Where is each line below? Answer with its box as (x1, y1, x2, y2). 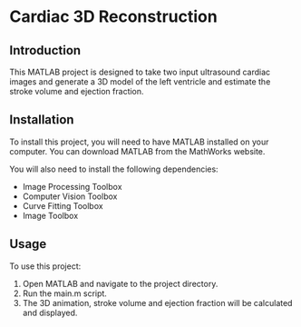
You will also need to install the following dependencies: (9, 163, 219, 174)
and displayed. (22, 307, 78, 318)
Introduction (9, 43, 82, 58)
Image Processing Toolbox (22, 181, 122, 192)
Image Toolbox (22, 210, 79, 221)
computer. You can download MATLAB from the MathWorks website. (9, 145, 266, 156)
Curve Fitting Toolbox (22, 200, 103, 211)
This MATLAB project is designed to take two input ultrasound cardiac (9, 66, 271, 77)
